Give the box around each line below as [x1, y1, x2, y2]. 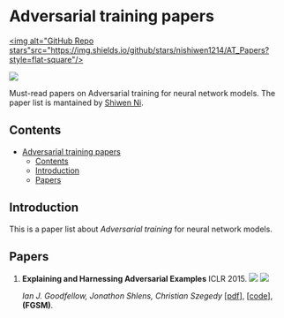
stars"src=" [9, 44, 51, 55]
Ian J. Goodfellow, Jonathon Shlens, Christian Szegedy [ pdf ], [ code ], [21, 291, 273, 301]
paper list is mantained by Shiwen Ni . [9, 97, 144, 108]
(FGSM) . [21, 300, 54, 311]
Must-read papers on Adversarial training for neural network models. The [9, 87, 276, 98]
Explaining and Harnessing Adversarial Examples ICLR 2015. [21, 274, 248, 284]
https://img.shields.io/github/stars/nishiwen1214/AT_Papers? [50, 44, 270, 55]
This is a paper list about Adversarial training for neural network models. [9, 223, 273, 234]
